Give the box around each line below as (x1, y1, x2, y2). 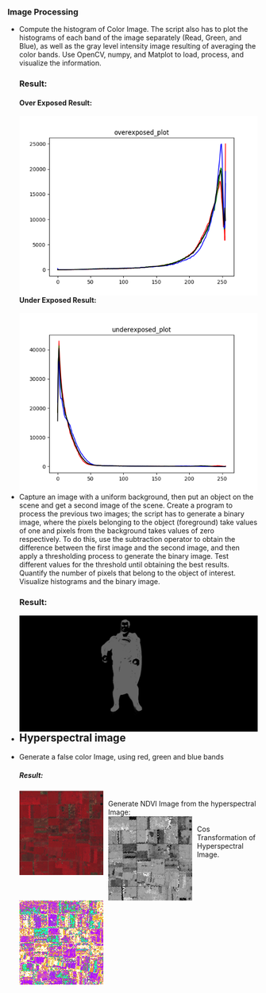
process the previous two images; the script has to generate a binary (18, 509, 245, 519)
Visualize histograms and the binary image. (18, 577, 160, 587)
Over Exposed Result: (18, 98, 93, 108)
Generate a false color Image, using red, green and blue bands (18, 752, 224, 762)
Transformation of (196, 833, 256, 842)
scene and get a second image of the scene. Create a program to (18, 500, 233, 510)
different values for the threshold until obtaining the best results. (18, 560, 229, 570)
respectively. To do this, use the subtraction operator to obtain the (18, 535, 236, 544)
